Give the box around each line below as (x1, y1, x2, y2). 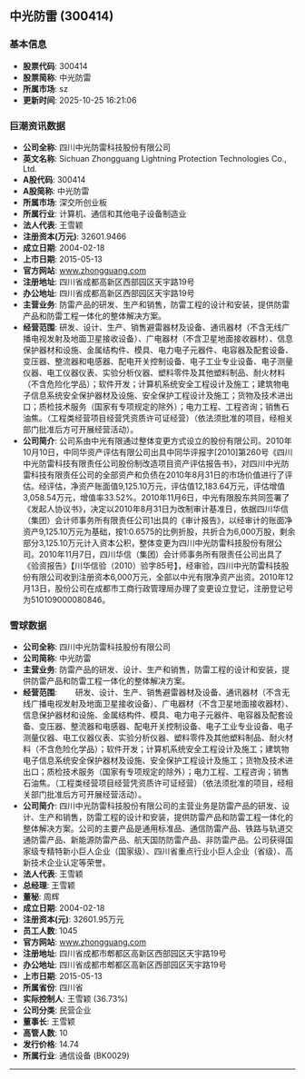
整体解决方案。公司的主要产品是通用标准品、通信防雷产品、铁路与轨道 (22, 823, 286, 834)
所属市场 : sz (22, 83, 68, 94)
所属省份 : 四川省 (22, 982, 84, 993)
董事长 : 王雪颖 (22, 1016, 75, 1027)
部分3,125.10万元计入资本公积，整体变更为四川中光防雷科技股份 (22, 537, 259, 548)
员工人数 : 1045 (22, 926, 78, 936)
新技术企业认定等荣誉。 (22, 857, 111, 868)
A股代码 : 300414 (22, 173, 86, 184)
